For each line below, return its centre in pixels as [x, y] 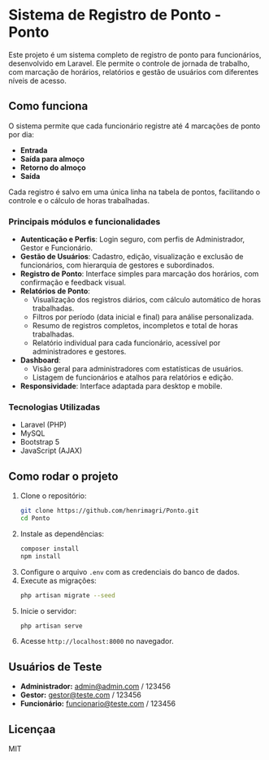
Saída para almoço [52, 159]
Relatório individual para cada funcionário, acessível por [126, 343]
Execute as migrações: [59, 580]
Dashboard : [40, 360]
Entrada [34, 150]
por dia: [22, 134]
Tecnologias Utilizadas [54, 406]
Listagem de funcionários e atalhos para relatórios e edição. [133, 378]
